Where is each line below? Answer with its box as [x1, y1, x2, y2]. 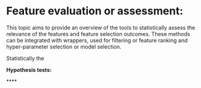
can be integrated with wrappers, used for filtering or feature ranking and [6, 37, 188, 44]
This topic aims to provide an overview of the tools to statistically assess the [6, 24, 196, 31]
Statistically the [6, 54, 45, 62]
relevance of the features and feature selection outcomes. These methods [6, 30, 191, 37]
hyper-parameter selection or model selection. [6, 43, 122, 50]
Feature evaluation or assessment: [6, 4, 184, 18]
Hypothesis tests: [6, 66, 52, 73]
